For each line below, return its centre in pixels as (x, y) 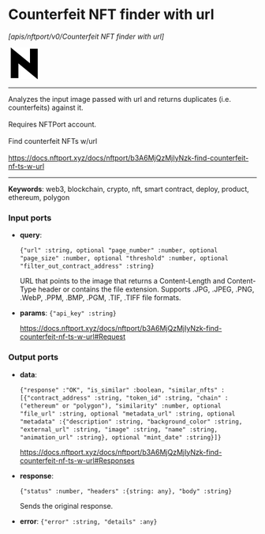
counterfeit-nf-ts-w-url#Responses (77, 461)
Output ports (34, 357)
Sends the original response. (66, 506)
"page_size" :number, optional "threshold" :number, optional (124, 258)
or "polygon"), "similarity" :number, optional (142, 406)
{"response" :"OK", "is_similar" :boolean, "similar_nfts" (119, 390)
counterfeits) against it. (46, 107)
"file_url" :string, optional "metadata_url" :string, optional (127, 414)
